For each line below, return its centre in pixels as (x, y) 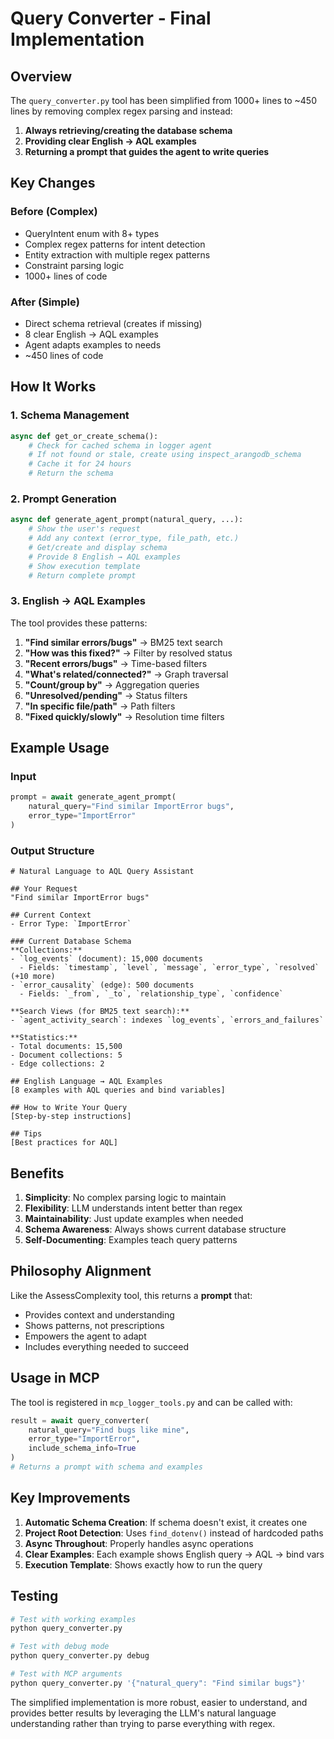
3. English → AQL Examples (78, 601)
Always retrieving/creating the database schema (128, 130)
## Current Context (51, 915)
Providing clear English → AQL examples (110, 141)
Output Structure (52, 850)
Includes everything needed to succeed (106, 1346)
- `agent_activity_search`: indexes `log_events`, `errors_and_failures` (167, 1020)
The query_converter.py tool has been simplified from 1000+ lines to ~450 (163, 100)
